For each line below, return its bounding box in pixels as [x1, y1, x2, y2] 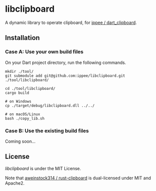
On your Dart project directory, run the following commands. [5, 60, 126, 65]
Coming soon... [5, 138, 36, 144]
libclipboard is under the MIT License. [5, 165, 81, 171]
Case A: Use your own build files [5, 48, 84, 55]
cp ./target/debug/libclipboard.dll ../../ [5, 103, 95, 108]
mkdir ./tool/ [5, 69, 34, 74]
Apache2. [5, 180, 25, 186]
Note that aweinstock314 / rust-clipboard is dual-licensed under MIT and [5, 175, 151, 181]
